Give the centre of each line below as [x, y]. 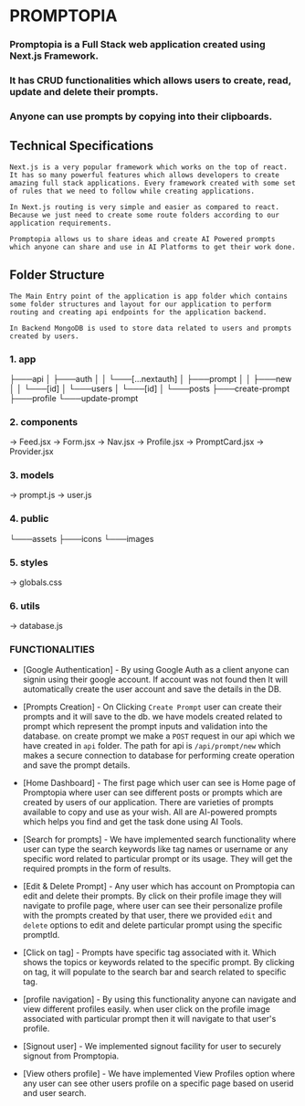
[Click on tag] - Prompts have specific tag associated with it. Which [149, 952]
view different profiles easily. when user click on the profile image [147, 1009]
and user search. [54, 1092]
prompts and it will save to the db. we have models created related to [152, 716]
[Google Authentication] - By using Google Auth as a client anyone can [156, 669]
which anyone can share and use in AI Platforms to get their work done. [153, 247]
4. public [29, 519]
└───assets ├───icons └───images [82, 538]
